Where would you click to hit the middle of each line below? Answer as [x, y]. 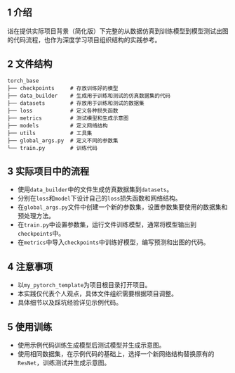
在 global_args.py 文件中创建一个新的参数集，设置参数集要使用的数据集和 [122, 207]
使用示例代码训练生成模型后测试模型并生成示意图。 [91, 345]
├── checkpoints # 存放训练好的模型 [63, 88]
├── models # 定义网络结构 [58, 125]
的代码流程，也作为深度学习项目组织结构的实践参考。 [84, 39]
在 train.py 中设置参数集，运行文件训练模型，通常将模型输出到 [107, 225]
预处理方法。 [36, 216]
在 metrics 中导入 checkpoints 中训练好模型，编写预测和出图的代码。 [113, 242]
